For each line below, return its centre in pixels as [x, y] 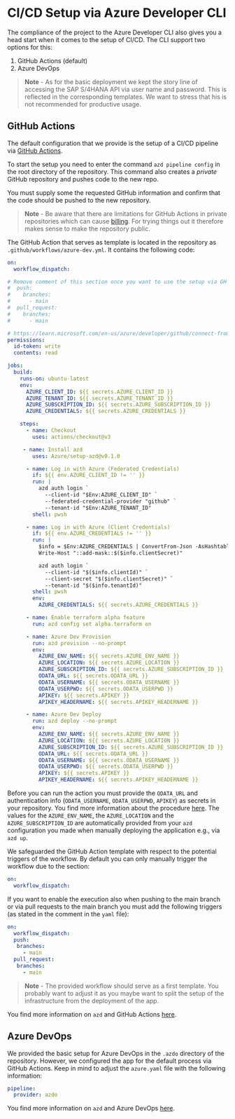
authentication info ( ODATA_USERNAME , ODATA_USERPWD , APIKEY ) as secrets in [112, 800]
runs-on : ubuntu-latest [55, 379]
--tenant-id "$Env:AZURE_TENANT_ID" [98, 508]
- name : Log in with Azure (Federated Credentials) [102, 469]
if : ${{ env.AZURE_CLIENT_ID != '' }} [89, 475]
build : [23, 372]
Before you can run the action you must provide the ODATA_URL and [102, 793]
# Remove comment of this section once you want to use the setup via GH [117, 282]
